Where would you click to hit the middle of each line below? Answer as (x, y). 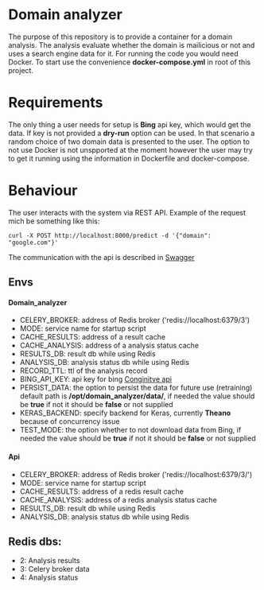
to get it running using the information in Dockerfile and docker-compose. (129, 158)
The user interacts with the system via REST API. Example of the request (127, 212)
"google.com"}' (33, 243)
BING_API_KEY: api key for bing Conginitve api (96, 379)
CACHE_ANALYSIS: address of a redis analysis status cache (118, 499)
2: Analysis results (50, 561)
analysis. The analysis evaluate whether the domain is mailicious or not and (132, 45)
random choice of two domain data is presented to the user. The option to (129, 142)
